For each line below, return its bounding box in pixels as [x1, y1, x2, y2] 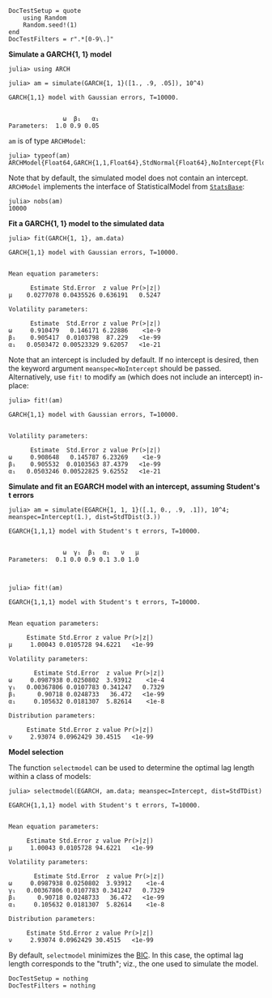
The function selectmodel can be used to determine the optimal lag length [8, 763, 255, 773]
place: [8, 381, 30, 390]
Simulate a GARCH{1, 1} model [8, 49, 112, 59]
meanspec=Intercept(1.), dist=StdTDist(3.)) [8, 513, 161, 521]
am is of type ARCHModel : [8, 136, 87, 145]
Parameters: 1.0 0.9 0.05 [8, 122, 100, 130]
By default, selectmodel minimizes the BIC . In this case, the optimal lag [8, 950, 244, 960]
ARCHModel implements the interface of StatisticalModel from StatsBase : [8, 182, 245, 191]
